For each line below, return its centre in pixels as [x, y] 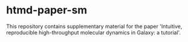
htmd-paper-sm [47, 10]
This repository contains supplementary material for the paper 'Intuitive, [94, 26]
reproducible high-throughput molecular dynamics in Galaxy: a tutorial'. [94, 32]
